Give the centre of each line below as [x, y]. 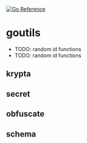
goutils [24, 33]
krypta [19, 74]
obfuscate [26, 114]
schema [21, 134]
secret [18, 94]
